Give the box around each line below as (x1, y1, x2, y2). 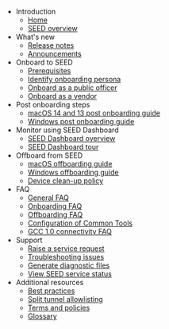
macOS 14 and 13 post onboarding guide (27, 108, 161, 118)
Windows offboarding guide (27, 167, 119, 177)
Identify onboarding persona (27, 75, 121, 84)
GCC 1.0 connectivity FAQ (27, 227, 113, 236)
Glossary (27, 311, 57, 321)
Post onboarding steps (15, 100, 90, 109)
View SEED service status (27, 269, 113, 278)
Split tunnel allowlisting (27, 295, 103, 304)
